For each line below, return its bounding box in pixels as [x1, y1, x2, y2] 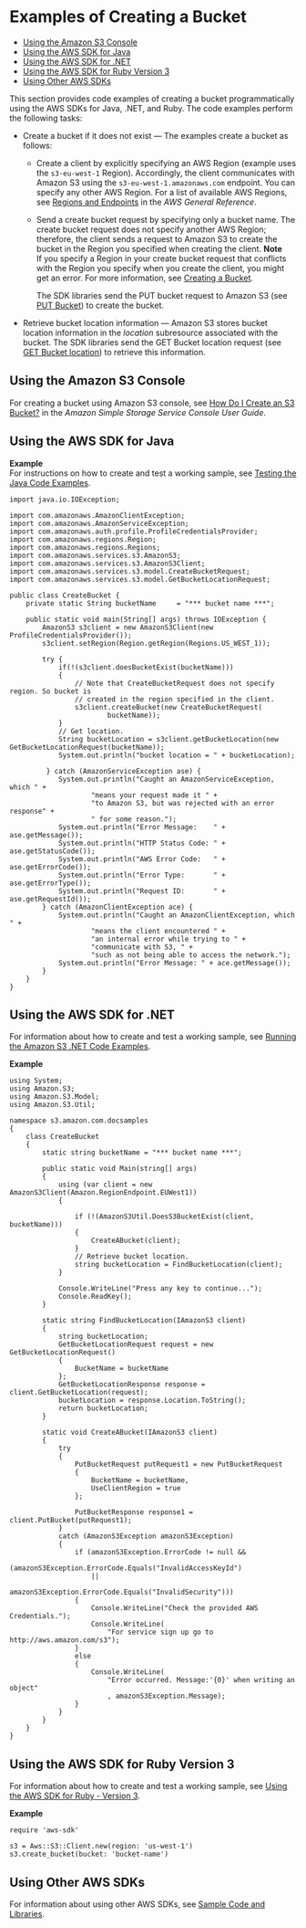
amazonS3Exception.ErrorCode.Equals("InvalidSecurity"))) [9, 1587, 234, 1597]
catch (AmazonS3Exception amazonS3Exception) [57, 1532, 234, 1541]
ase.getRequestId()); [9, 894, 92, 903]
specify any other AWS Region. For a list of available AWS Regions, [36, 186, 288, 197]
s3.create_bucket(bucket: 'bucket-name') [9, 1849, 169, 1860]
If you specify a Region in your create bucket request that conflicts [36, 253, 287, 264]
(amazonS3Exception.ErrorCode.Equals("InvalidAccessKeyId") [9, 1564, 243, 1573]
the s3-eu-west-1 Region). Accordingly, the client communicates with [36, 167, 295, 178]
